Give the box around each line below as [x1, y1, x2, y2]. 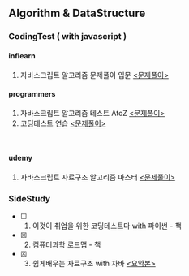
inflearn [8, 50, 36, 60]
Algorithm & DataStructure [8, 6, 146, 20]
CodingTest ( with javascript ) [8, 31, 127, 42]
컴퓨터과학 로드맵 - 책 [32, 239, 101, 250]
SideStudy [8, 192, 51, 204]
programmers [8, 89, 56, 99]
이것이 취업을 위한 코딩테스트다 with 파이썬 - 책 [32, 221, 183, 231]
